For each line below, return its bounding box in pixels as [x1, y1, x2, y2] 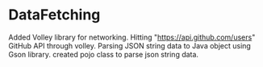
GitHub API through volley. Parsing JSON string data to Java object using [8, 40, 252, 50]
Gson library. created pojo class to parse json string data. [8, 49, 199, 59]
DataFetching [8, 6, 101, 24]
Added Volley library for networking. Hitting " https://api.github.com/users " [8, 32, 256, 42]
